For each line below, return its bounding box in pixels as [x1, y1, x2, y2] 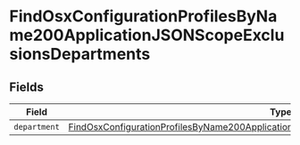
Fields [9, 79, 45, 94]
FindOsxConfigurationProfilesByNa [9, 6, 278, 27]
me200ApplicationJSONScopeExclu [9, 25, 285, 45]
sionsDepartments [9, 44, 151, 64]
